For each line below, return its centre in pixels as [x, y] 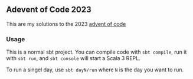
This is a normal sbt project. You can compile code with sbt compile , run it [97, 52]
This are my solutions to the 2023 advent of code [66, 24]
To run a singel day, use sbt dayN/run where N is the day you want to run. [95, 70]
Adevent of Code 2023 [49, 10]
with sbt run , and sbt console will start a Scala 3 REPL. [73, 58]
